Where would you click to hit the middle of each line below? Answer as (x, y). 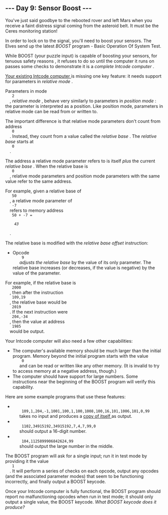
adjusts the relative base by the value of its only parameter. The (85, 262)
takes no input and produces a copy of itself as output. (76, 416)
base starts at (20, 141)
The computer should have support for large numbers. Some (75, 376)
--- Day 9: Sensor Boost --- (48, 8)
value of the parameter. (37, 273)
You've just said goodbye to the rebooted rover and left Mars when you (79, 20)
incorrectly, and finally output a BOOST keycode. (56, 481)
